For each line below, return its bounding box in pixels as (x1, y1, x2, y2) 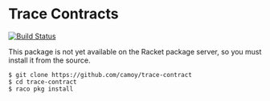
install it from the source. (8, 55, 91, 65)
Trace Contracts (8, 5, 119, 23)
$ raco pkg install (8, 85, 74, 93)
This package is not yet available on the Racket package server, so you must (8, 46, 262, 56)
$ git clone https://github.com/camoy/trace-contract (8, 71, 193, 79)
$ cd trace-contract (8, 78, 78, 86)
